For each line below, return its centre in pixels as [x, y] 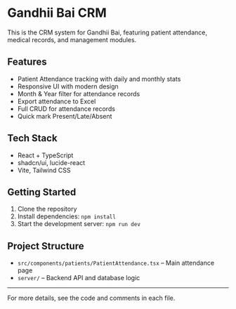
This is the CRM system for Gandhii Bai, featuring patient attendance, [107, 32]
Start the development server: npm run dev [79, 224]
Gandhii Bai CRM [57, 13]
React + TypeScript [45, 155]
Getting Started [42, 192]
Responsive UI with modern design [68, 86]
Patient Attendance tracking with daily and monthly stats [99, 79]
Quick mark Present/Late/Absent [65, 116]
